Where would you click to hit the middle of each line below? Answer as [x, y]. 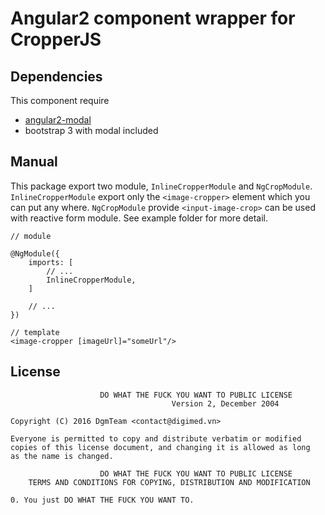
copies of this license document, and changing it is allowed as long [160, 447]
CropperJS [56, 39]
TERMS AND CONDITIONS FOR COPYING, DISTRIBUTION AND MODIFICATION [169, 482]
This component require [60, 100]
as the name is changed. [62, 456]
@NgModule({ [35, 253]
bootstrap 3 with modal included [91, 130]
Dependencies [56, 76]
